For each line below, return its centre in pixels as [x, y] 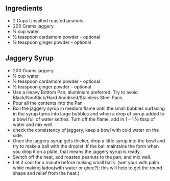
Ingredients [24, 8]
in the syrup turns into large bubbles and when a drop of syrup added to [89, 113]
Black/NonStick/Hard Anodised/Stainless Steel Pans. [68, 97]
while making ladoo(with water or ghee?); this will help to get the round [87, 168]
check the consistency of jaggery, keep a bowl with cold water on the [86, 130]
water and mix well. [33, 125]
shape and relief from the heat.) [46, 173]
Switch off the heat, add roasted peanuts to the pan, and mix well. [82, 157]
